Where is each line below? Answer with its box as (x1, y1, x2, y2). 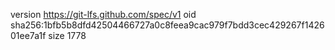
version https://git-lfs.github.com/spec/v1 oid (10, 9, 197, 20)
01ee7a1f (10, 30, 47, 41)
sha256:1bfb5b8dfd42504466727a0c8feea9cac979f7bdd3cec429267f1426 (10, 19, 325, 31)
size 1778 (48, 30, 87, 41)
